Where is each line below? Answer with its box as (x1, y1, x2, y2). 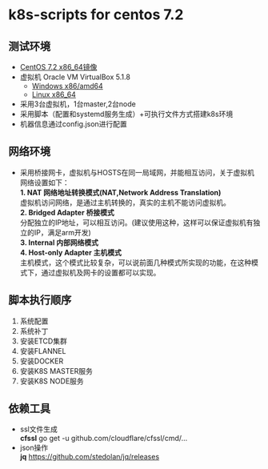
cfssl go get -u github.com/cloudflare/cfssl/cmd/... (19, 434, 188, 443)
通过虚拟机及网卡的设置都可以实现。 (41, 267, 161, 277)
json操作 (19, 443, 49, 453)
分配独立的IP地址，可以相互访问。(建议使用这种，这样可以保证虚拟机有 (19, 218, 254, 227)
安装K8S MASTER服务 (19, 366, 94, 375)
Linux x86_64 (31, 90, 76, 99)
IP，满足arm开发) (34, 227, 92, 237)
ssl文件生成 (19, 424, 58, 434)
